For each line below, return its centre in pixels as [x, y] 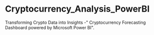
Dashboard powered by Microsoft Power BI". [50, 27]
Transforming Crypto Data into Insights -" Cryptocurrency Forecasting [76, 22]
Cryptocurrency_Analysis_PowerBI [77, 9]
